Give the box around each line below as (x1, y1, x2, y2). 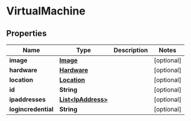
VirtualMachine (6, 4, 86, 18)
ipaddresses (9, 95, 46, 104)
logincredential (9, 105, 54, 113)
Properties (6, 28, 47, 39)
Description (113, 46, 148, 54)
